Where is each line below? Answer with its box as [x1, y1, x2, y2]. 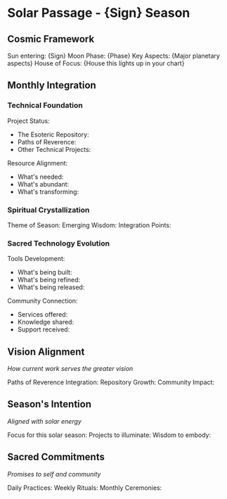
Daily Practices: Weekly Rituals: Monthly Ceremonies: [7, 484, 162, 492]
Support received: [17, 325, 70, 334]
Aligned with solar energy [7, 417, 82, 425]
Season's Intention [7, 398, 91, 410]
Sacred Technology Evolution [7, 238, 110, 248]
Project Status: [7, 116, 51, 125]
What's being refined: [17, 276, 81, 284]
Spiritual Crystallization [7, 205, 90, 215]
